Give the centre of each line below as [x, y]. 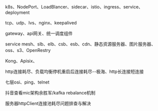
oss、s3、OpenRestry [28, 50]
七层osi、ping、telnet [27, 82]
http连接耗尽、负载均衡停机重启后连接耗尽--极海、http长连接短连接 [74, 71]
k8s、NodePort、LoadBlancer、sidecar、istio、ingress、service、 [74, 7]
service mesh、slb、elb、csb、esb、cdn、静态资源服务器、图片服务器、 [80, 44]
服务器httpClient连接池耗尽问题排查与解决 [48, 103]
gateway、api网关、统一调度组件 [39, 33]
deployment [17, 12]
